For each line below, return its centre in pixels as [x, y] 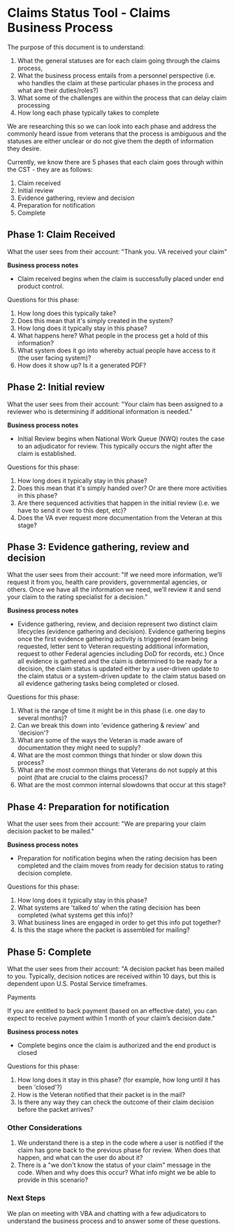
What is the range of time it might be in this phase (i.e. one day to [111, 710]
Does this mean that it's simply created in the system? [95, 320]
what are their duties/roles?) [58, 90]
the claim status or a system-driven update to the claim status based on [122, 676]
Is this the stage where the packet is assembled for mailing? [103, 930]
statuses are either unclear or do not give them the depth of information [110, 141]
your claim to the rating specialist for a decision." [78, 597]
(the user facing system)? [54, 357]
